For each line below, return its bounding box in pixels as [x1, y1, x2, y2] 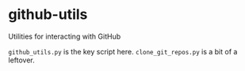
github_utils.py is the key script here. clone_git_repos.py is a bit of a [8, 47, 238, 56]
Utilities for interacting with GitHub [8, 32, 121, 41]
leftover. [8, 55, 36, 65]
